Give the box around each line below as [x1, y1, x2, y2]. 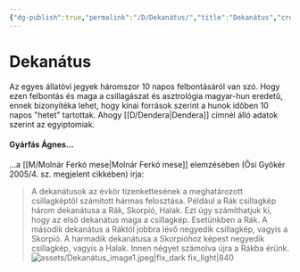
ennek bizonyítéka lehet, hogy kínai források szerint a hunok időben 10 [9, 100, 270, 111]
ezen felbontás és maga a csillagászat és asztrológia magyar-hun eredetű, [9, 90, 283, 101]
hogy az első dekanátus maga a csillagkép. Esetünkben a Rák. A [30, 214, 268, 225]
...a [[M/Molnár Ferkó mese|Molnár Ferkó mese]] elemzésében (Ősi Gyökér [9, 159, 286, 169]
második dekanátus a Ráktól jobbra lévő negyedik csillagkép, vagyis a [30, 224, 288, 235]
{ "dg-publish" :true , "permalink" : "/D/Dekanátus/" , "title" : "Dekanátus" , [9, 12, 278, 22]
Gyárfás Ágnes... [9, 139, 74, 150]
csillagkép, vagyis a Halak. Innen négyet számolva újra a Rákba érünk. [30, 243, 290, 253]
